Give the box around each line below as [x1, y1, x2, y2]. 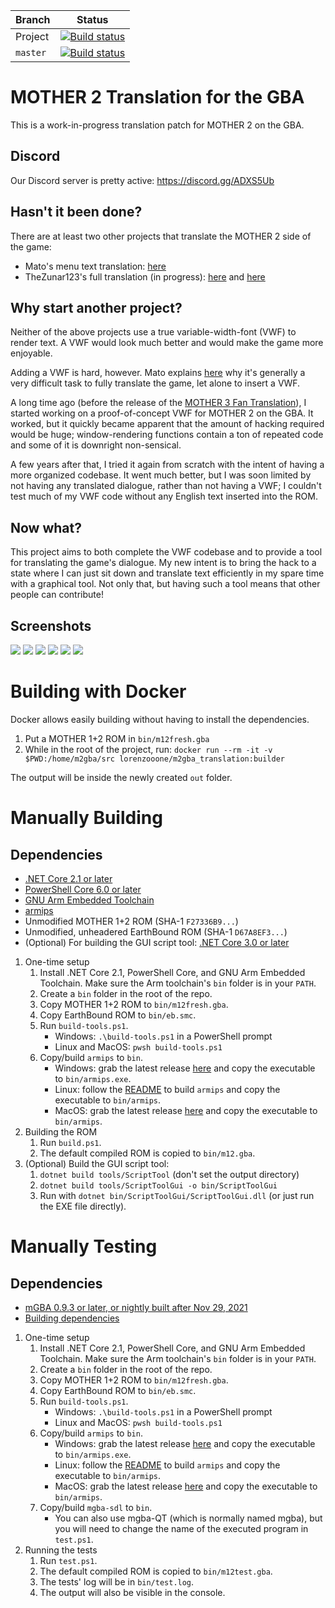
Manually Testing [10, 1235, 158, 1258]
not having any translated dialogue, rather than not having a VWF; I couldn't [10, 480, 322, 492]
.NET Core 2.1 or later [24, 872, 113, 884]
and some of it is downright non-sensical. [10, 439, 182, 451]
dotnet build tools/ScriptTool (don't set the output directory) [39, 1168, 300, 1180]
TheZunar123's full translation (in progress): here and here [24, 270, 266, 283]
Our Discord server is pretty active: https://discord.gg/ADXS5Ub [10, 174, 275, 186]
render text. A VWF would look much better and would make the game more [10, 337, 324, 349]
